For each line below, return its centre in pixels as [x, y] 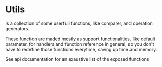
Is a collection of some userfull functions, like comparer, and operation [79, 23]
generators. [17, 28]
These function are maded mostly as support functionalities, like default [80, 39]
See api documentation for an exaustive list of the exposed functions [77, 59]
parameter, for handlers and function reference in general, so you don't [80, 44]
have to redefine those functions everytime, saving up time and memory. [81, 49]
